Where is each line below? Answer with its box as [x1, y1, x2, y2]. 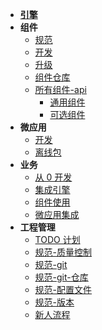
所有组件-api [34, 84, 87, 95]
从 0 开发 [34, 171, 73, 183]
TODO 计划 [34, 234, 81, 245]
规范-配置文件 [34, 284, 93, 295]
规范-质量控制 [34, 246, 93, 258]
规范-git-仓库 [34, 271, 89, 283]
